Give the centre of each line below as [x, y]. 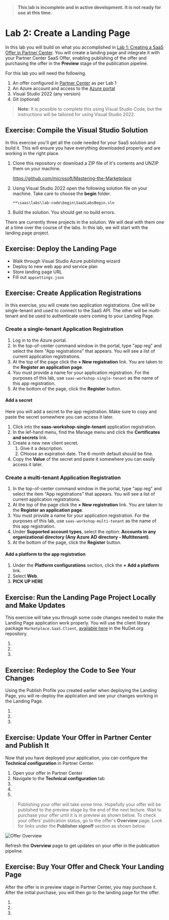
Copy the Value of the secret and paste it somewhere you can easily [84, 459]
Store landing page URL [37, 272]
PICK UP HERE [28, 581]
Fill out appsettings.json [38, 277]
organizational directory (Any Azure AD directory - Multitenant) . [81, 537]
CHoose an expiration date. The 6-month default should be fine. [87, 454]
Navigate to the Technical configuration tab [59, 778]
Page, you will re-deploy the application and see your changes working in [81, 696]
